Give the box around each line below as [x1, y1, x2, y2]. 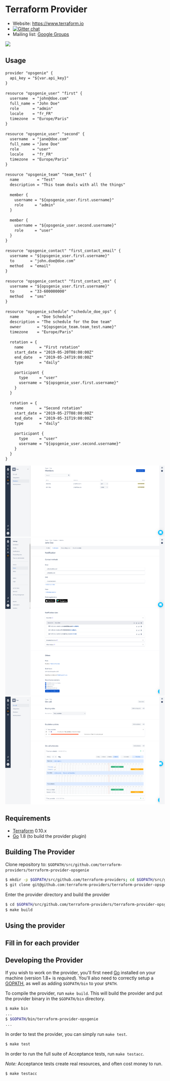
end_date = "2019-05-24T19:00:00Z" [14, 354, 94, 360]
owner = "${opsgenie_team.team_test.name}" [10, 324, 116, 330]
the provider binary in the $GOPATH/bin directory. [5, 995, 105, 1001]
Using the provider [5, 922, 65, 930]
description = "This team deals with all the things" [10, 182, 125, 187]
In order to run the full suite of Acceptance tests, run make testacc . [5, 1051, 144, 1057]
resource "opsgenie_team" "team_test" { [5, 172, 92, 177]
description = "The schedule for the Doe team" [10, 319, 112, 324]
